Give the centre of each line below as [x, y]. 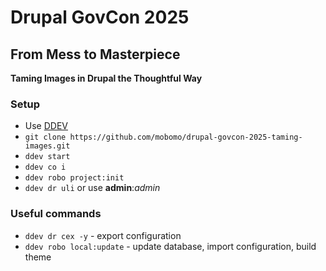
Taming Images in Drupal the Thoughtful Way [106, 78]
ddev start [47, 157]
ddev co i [45, 167]
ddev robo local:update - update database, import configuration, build [170, 246]
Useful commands [56, 214]
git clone [45, 137]
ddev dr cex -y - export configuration [103, 235]
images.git [47, 146]
